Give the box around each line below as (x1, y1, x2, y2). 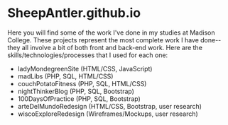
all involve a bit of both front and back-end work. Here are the (21, 43, 202, 52)
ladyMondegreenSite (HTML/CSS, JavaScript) (17, 64, 153, 73)
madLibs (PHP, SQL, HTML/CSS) (17, 72, 114, 81)
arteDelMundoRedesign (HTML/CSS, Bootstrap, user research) (17, 102, 202, 110)
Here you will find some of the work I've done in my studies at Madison (7, 28, 215, 37)
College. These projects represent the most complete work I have (7, 35, 199, 44)
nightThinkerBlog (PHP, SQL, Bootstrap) (17, 87, 135, 95)
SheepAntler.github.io (7, 5, 141, 21)
